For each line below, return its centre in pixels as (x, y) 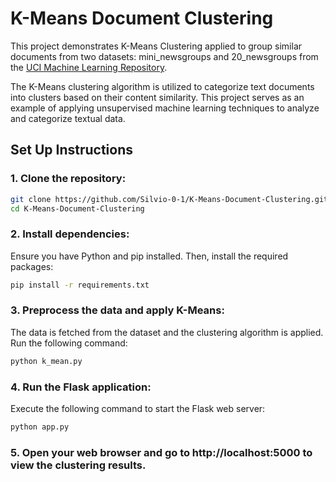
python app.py (40, 427)
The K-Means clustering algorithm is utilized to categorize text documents (162, 86)
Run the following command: (69, 343)
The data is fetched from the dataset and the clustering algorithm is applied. (167, 332)
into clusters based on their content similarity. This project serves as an (157, 97)
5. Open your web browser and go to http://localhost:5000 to (161, 452)
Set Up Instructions (72, 150)
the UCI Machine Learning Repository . (89, 67)
